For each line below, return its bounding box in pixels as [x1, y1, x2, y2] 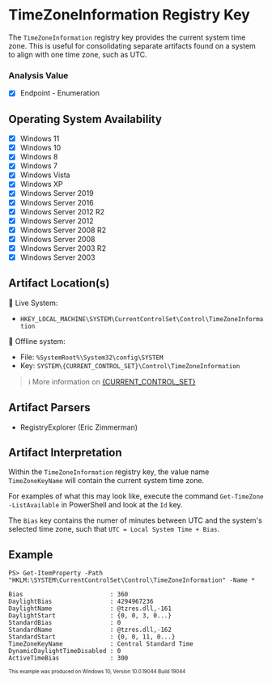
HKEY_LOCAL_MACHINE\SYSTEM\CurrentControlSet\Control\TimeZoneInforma [19, 315, 264, 323]
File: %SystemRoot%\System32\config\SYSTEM [19, 352, 164, 362]
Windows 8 [19, 152, 58, 162]
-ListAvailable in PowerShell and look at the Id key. [8, 500, 184, 510]
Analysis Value [8, 70, 69, 81]
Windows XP [19, 180, 63, 189]
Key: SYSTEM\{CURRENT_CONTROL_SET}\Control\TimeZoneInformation [19, 360, 240, 370]
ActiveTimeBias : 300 [8, 654, 129, 663]
